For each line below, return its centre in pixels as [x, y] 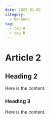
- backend [20, 19]
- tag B [18, 33]
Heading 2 [22, 76]
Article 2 [23, 58]
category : [15, 14]
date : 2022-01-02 [23, 10]
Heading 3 [18, 101]
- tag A [18, 28]
